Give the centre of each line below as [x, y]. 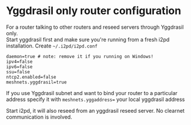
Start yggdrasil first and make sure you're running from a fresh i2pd [88, 39]
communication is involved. [39, 117]
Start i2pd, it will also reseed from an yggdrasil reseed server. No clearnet [95, 110]
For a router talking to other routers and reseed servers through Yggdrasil [95, 27]
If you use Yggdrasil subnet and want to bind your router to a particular [92, 93]
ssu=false [18, 72]
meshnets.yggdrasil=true [36, 82]
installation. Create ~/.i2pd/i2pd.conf [52, 46]
